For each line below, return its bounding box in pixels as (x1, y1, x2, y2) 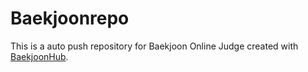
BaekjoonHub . (10, 50, 69, 62)
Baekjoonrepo (10, 7, 130, 30)
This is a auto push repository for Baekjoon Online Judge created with (10, 40, 299, 52)
